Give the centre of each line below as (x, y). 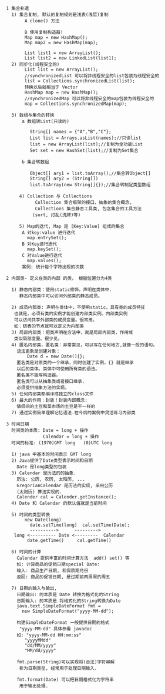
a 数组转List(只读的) (45, 121)
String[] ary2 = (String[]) (64, 179)
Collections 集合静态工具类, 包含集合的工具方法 (88, 209)
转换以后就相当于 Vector (51, 87)
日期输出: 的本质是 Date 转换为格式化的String (68, 594)
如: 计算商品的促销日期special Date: (58, 564)
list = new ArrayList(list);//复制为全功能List (86, 144)
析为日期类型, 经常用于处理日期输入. (58, 668)
